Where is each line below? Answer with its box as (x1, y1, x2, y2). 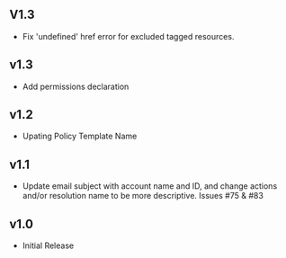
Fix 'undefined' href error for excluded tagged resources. (22, 31, 235, 41)
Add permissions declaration (22, 81, 130, 92)
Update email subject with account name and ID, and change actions (22, 181, 278, 191)
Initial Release (22, 240, 75, 251)
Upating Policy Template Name (22, 130, 138, 142)
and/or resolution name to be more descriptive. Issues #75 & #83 (22, 191, 264, 201)
